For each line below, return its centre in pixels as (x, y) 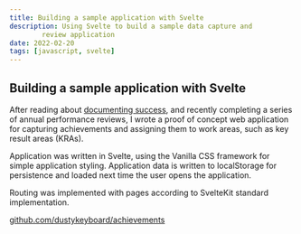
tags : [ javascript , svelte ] (62, 51)
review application (79, 34)
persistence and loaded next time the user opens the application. (130, 175)
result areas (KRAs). (47, 138)
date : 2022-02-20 (42, 43)
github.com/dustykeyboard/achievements (87, 220)
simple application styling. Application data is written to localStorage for (143, 165)
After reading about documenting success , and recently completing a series (151, 109)
